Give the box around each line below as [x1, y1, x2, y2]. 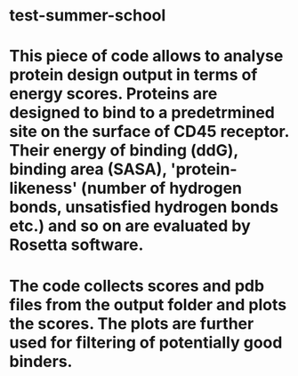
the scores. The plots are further [9, 313, 254, 333]
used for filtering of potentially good [9, 332, 283, 352]
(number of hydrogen [80, 179, 243, 198]
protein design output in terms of [9, 65, 258, 85]
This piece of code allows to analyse [9, 46, 284, 67]
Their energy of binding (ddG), [9, 140, 238, 161]
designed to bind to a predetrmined [9, 103, 276, 123]
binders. [9, 351, 73, 372]
